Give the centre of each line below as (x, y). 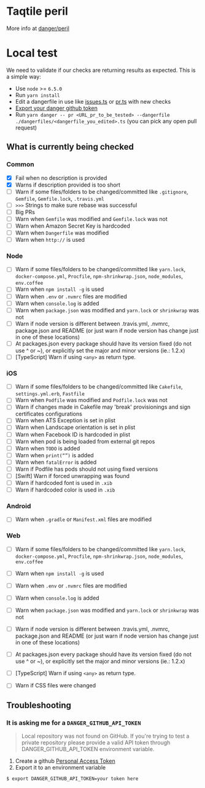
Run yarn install (37, 95)
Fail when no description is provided (61, 178)
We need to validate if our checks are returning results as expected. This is (101, 70)
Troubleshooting (39, 705)
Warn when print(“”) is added (54, 455)
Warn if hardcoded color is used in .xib (65, 490)
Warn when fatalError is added (56, 462)
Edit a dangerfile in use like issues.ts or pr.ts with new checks (93, 101)
